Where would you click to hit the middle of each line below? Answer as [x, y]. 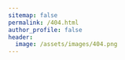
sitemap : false [33, 15]
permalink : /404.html [44, 23]
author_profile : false [45, 30]
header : [21, 37]
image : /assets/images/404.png [66, 44]
